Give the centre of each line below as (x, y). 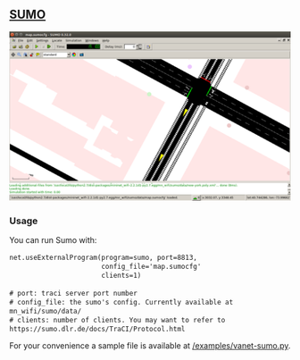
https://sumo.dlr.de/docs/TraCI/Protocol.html (97, 330)
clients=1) (121, 276)
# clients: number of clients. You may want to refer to (117, 321)
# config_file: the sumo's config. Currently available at (121, 303)
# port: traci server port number (74, 294)
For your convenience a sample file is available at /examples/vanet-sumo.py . (150, 346)
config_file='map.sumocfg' (151, 267)
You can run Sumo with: (53, 240)
